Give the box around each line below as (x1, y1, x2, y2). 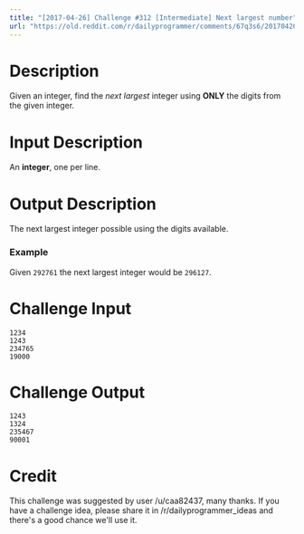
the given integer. (9, 100, 75, 111)
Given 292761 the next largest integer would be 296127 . (9, 266, 212, 277)
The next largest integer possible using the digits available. (9, 224, 229, 234)
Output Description (9, 194, 157, 214)
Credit (9, 465, 57, 486)
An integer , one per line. (9, 162, 101, 173)
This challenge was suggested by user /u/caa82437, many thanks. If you (9, 495, 280, 507)
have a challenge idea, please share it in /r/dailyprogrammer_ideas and (9, 505, 274, 516)
